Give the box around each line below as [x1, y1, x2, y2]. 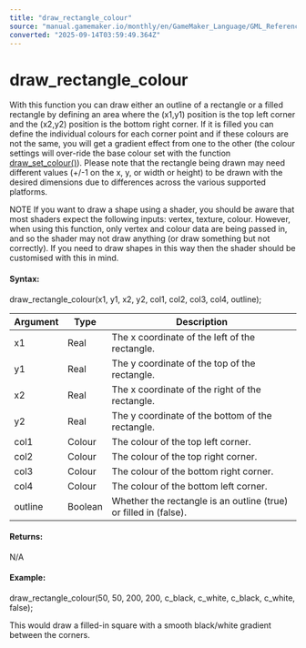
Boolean [67, 500, 103, 512]
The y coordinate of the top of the [111, 357, 256, 370]
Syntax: [9, 273, 40, 284]
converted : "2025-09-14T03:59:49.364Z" [9, 30, 161, 39]
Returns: [9, 532, 44, 542]
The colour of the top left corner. [111, 435, 252, 448]
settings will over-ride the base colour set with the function [9, 147, 231, 159]
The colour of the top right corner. [111, 450, 258, 462]
